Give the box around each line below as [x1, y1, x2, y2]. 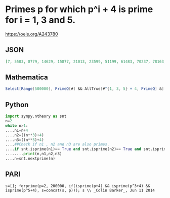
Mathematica [5, 73, 48, 82]
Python [5, 100, 29, 109]
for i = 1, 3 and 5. [5, 14, 76, 26]
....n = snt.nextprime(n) [5, 156, 56, 161]
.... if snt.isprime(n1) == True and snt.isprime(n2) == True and [5, 146, 142, 152]
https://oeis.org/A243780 [5, 31, 58, 37]
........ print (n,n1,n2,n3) [5, 152, 62, 157]
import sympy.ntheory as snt [5, 114, 67, 119]
